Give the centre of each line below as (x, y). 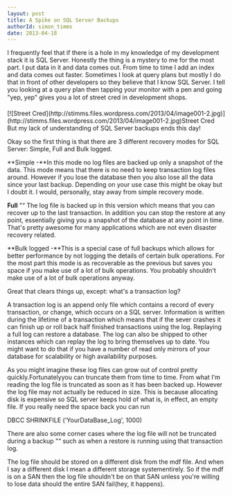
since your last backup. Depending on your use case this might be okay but (115, 185)
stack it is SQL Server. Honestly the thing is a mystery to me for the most (111, 60)
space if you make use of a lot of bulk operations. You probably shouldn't (112, 271)
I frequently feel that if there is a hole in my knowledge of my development (113, 53)
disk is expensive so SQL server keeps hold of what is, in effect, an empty (113, 399)
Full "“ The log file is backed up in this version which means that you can (111, 205)
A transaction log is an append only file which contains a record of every (111, 305)
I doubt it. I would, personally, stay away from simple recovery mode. (106, 192)
